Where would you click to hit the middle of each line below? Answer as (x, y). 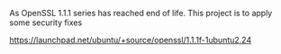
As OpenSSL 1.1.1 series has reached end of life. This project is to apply (141, 13)
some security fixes (46, 22)
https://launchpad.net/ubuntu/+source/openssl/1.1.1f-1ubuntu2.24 (131, 40)
